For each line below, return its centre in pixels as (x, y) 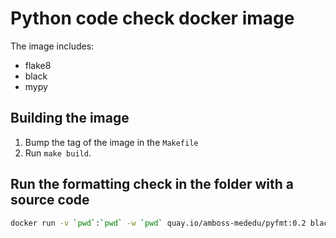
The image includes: (52, 46)
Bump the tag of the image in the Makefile (111, 142)
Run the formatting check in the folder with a (152, 184)
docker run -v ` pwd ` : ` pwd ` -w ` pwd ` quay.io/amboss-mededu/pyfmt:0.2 (158, 223)
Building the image (70, 118)
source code (50, 200)
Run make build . (58, 153)
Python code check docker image (152, 18)
